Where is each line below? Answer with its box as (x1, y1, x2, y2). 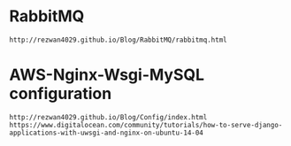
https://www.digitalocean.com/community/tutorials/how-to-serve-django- (9, 120, 283, 129)
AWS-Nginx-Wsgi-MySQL (9, 65, 205, 85)
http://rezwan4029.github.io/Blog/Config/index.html (9, 112, 208, 121)
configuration (9, 84, 112, 104)
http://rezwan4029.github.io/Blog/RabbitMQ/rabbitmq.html (9, 35, 227, 44)
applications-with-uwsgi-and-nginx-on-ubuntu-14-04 (9, 128, 203, 137)
